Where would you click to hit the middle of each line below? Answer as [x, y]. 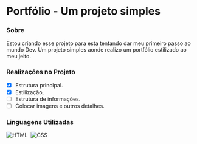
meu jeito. [19, 57]
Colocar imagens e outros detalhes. [60, 106]
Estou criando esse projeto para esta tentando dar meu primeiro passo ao [99, 43]
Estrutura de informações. [48, 99]
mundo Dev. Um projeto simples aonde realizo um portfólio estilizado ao [96, 50]
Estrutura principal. [39, 85]
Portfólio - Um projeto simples [84, 11]
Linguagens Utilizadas [40, 122]
